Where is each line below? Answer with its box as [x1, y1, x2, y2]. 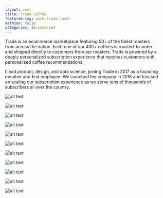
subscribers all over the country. [5, 84, 70, 90]
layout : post [5, 7, 32, 12]
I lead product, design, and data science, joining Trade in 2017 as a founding [5, 69, 158, 74]
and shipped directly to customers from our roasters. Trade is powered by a [5, 49, 157, 55]
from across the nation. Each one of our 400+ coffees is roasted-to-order [5, 44, 153, 50]
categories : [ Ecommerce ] [5, 25, 55, 30]
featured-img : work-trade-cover [5, 16, 71, 21]
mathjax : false [5, 20, 36, 26]
